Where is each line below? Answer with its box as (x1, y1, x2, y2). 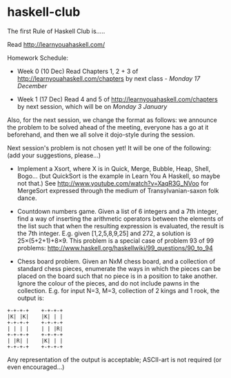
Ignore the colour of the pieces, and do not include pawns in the (17, 279, 200, 287)
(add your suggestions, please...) (7, 151, 101, 159)
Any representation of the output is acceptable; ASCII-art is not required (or (7, 355, 222, 364)
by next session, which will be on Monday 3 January (17, 102, 168, 110)
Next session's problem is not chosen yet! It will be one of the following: (7, 143, 212, 152)
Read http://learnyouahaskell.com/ (7, 40, 106, 48)
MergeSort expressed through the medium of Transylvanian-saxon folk (17, 186, 219, 195)
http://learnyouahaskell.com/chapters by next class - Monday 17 (17, 74, 201, 83)
